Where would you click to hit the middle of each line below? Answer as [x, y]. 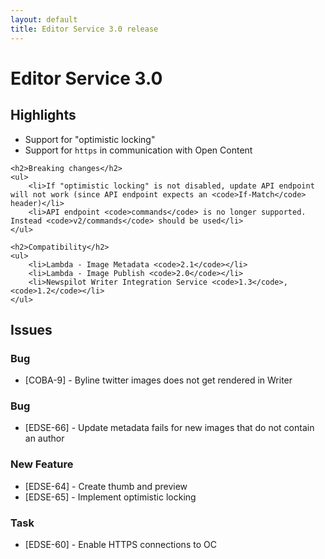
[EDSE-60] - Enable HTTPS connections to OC [120, 545]
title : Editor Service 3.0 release [84, 29]
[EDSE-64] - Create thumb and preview [106, 486]
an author [44, 438]
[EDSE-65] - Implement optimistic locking [110, 497]
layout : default [44, 19]
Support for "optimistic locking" [90, 139]
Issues [31, 329]
